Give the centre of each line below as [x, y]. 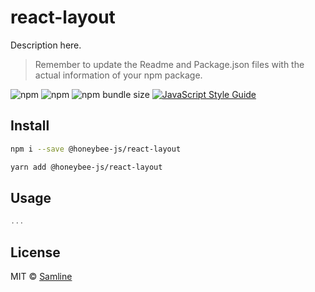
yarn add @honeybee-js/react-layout [86, 167]
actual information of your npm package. [118, 75]
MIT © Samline [41, 276]
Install [30, 126]
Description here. [46, 45]
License [35, 252]
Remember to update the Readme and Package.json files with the [169, 64]
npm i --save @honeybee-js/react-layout [96, 149]
